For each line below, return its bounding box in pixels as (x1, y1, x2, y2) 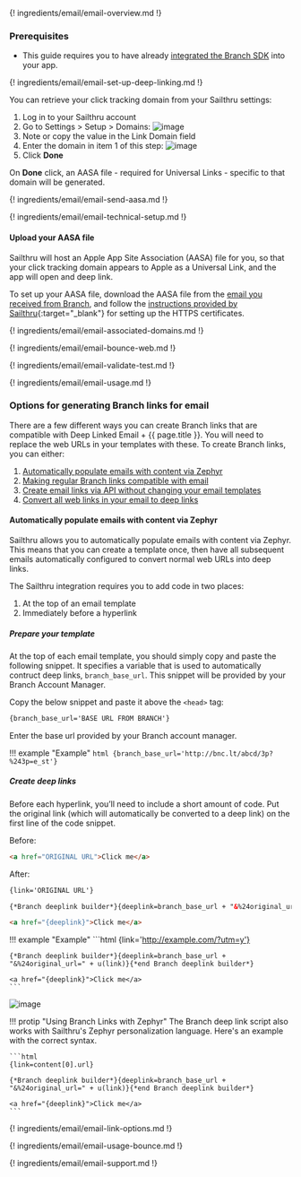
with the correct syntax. (9, 1035, 97, 1046)
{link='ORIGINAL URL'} (9, 886, 94, 895)
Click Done (21, 150, 64, 160)
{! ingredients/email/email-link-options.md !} (9, 1123, 173, 1134)
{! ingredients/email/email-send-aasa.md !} (9, 195, 168, 205)
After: (9, 869, 30, 879)
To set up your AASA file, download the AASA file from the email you (9, 289, 262, 299)
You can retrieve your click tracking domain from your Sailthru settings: (9, 94, 272, 106)
